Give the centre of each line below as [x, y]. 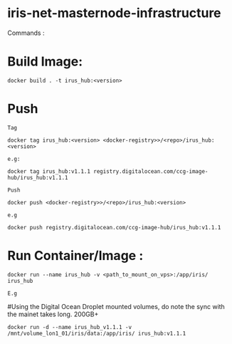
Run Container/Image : [75, 256]
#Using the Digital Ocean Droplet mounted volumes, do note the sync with [116, 306]
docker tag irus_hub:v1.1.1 [49, 171]
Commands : [26, 33]
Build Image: [45, 62]
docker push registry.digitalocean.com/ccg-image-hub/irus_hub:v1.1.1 [114, 227]
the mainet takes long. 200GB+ [53, 314]
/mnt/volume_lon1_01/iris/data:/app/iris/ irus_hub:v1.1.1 [97, 333]
